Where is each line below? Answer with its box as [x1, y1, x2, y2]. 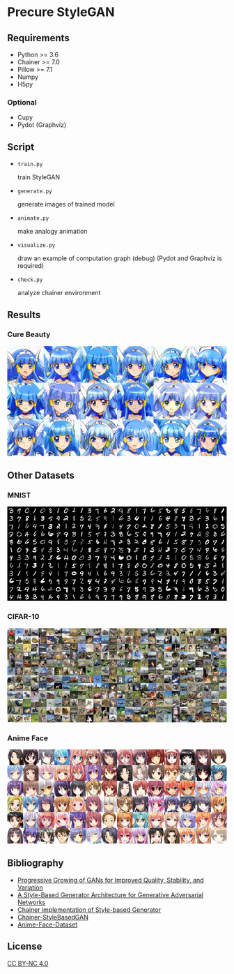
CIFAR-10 [7, 612, 40, 622]
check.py [17, 276, 43, 283]
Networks [17, 898, 46, 906]
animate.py [17, 215, 49, 222]
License [7, 941, 42, 952]
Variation [17, 883, 43, 892]
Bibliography [7, 857, 64, 869]
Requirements [7, 32, 70, 44]
